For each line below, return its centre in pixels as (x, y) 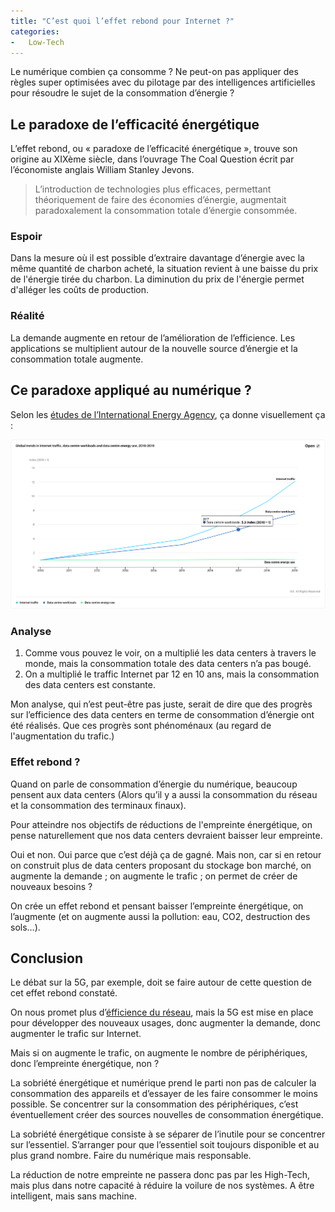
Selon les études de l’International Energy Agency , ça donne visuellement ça (168, 414)
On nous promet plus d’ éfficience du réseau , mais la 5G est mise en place (162, 1012)
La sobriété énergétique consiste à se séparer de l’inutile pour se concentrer (168, 1134)
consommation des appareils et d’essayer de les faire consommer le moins (164, 1094)
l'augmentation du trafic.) (62, 736)
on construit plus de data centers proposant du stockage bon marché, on (161, 865)
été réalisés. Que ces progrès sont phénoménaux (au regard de (141, 726)
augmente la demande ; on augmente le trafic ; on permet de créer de (154, 876)
